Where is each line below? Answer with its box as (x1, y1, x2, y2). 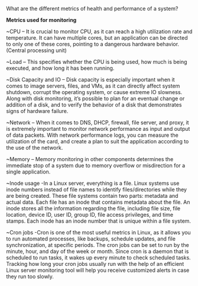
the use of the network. (6, 144, 63, 151)
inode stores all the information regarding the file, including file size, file (6, 205, 181, 212)
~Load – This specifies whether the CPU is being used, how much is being (6, 59, 187, 65)
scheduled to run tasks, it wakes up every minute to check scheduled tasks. (6, 254, 191, 261)
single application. (6, 168, 51, 175)
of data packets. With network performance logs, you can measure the (6, 131, 178, 139)
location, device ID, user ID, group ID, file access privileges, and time (6, 211, 173, 218)
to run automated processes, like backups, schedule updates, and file (6, 235, 176, 242)
